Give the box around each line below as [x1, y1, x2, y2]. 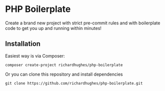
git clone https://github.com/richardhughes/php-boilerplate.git [5, 81, 143, 86]
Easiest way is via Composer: [5, 53, 65, 59]
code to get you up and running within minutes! [5, 25, 102, 31]
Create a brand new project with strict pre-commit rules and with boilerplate [5, 20, 161, 26]
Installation [5, 40, 41, 48]
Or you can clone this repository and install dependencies [5, 71, 123, 77]
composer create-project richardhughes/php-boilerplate [5, 62, 123, 68]
